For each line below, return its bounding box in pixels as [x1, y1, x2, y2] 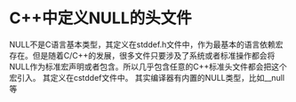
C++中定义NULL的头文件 [9, 8, 193, 28]
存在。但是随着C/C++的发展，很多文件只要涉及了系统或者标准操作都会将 [9, 50, 276, 60]
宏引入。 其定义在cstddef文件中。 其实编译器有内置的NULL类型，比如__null [9, 72, 285, 82]
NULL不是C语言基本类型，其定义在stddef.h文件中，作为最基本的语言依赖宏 [9, 39, 284, 50]
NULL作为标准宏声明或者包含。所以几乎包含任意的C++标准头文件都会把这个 [9, 61, 287, 72]
